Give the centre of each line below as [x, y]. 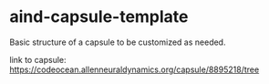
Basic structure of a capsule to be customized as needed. [118, 42]
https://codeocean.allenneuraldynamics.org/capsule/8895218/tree [134, 69]
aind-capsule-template [99, 17]
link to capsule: [38, 59]
